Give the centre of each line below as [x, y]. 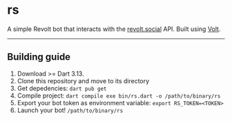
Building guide [39, 57]
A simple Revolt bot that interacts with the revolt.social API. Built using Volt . [114, 29]
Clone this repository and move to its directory [83, 80]
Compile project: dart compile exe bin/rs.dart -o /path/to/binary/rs [119, 96]
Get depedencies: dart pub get [62, 88]
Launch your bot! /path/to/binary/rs [70, 110]
